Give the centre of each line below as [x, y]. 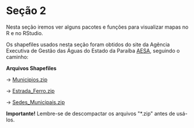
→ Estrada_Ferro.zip [30, 91]
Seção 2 [26, 11]
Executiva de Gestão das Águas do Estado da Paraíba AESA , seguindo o [93, 50]
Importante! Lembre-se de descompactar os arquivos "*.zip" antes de [91, 113]
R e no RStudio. [25, 33]
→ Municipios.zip [27, 79]
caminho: [17, 57]
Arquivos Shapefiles [31, 68]
